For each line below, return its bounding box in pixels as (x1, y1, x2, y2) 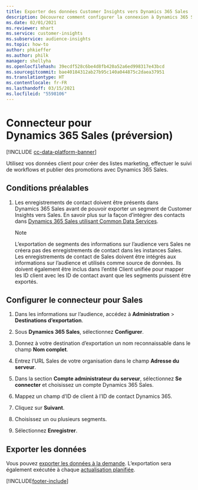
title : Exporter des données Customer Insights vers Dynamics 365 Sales (6, 8, 189, 15)
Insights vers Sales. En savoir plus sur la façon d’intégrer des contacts (14, 211, 186, 218)
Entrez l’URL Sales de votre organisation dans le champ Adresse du (14, 357, 180, 364)
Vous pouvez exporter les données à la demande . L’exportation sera (6, 460, 171, 467)
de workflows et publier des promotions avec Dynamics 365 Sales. (6, 166, 169, 173)
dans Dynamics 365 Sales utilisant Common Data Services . (14, 218, 159, 225)
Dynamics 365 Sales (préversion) (6, 129, 173, 142)
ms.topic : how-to (6, 42, 49, 48)
